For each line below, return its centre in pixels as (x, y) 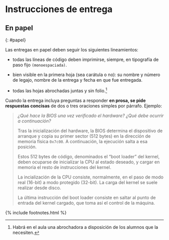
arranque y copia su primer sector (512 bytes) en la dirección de (84, 136)
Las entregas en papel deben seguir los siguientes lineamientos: (72, 50)
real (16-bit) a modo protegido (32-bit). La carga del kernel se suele (87, 182)
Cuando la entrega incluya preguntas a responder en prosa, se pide (75, 100)
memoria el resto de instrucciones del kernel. (64, 167)
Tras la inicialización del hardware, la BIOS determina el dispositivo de (90, 131)
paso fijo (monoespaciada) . (39, 65)
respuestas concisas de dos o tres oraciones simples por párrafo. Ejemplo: (84, 106)
